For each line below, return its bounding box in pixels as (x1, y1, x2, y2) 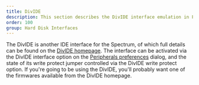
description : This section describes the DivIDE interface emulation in (6, 14, 190, 20)
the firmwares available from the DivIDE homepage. (6, 72, 132, 79)
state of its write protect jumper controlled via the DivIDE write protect (6, 60, 177, 67)
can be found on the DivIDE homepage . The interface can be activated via (6, 47, 187, 55)
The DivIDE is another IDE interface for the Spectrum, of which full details (6, 41, 185, 48)
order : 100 (6, 19, 33, 25)
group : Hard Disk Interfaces (6, 25, 78, 31)
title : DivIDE (6, 8, 41, 15)
